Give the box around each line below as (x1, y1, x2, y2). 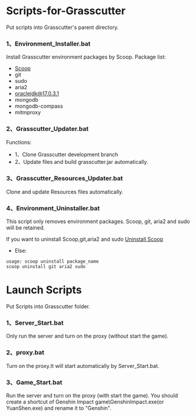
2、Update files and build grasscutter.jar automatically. (14, 158, 149, 165)
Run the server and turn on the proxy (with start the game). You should (6, 392, 178, 399)
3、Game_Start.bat (6, 378, 63, 386)
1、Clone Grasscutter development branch (14, 151, 118, 158)
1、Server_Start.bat (6, 318, 64, 327)
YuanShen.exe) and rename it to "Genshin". (6, 404, 112, 412)
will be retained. (6, 224, 45, 231)
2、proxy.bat (6, 348, 45, 357)
